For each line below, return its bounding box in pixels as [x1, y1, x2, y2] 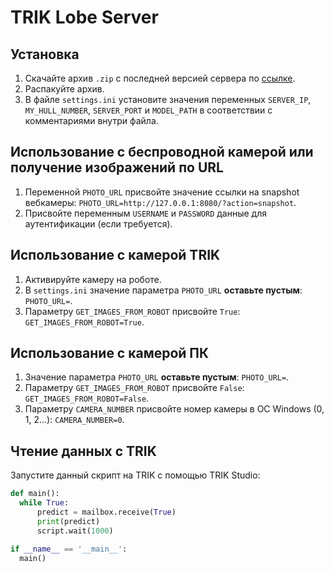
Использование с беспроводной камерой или [10, 144, 314, 161]
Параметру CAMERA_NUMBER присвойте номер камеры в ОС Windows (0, [24, 403, 325, 415]
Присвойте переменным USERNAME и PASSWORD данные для [24, 207, 267, 219]
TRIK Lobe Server [10, 6, 159, 29]
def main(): [10, 489, 60, 499]
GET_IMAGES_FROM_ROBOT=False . [24, 392, 150, 405]
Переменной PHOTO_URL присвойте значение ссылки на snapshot [24, 186, 300, 198]
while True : [19, 498, 70, 508]
